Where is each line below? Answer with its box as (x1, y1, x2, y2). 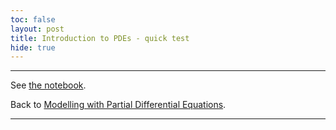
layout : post (10, 24, 65, 34)
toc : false (10, 14, 56, 25)
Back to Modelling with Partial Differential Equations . (10, 99, 227, 111)
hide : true (10, 42, 56, 53)
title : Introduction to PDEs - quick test (10, 33, 190, 43)
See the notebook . (10, 79, 87, 91)
